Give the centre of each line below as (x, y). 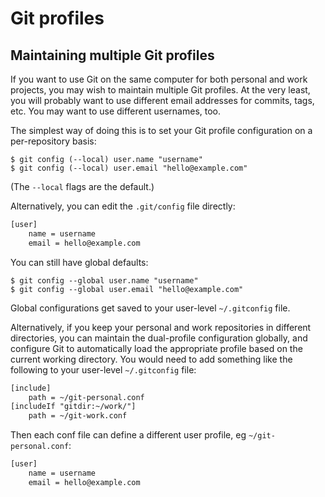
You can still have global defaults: (79, 262)
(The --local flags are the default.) (82, 186)
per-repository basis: (53, 141)
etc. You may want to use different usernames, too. (116, 111)
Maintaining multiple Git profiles (112, 55)
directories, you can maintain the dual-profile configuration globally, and (159, 338)
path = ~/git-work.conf (78, 416)
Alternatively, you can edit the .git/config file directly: (123, 206)
